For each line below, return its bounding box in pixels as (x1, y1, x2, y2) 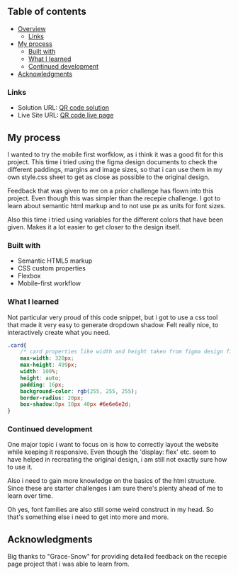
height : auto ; (20, 375, 62, 382)
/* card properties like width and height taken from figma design (20, 348, 223, 355)
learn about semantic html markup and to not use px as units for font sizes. (7, 201, 226, 210)
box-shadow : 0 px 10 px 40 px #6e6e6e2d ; (20, 401, 132, 408)
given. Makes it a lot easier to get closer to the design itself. (7, 222, 181, 231)
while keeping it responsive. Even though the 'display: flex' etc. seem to (7, 448, 217, 456)
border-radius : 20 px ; (20, 394, 84, 402)
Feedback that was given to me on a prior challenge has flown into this (7, 186, 214, 195)
